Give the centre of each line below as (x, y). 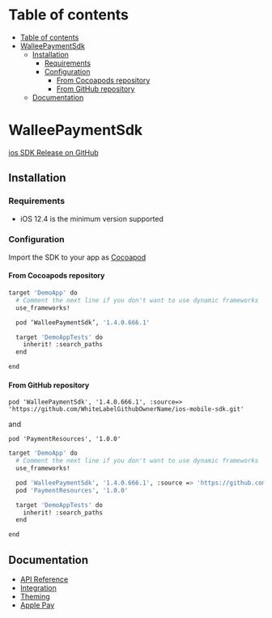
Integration (38, 587)
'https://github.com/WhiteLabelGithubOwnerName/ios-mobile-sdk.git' (126, 409)
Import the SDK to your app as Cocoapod (77, 257)
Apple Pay (37, 605)
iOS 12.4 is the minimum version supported (92, 218)
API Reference (44, 579)
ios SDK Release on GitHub (53, 152)
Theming (35, 596)
